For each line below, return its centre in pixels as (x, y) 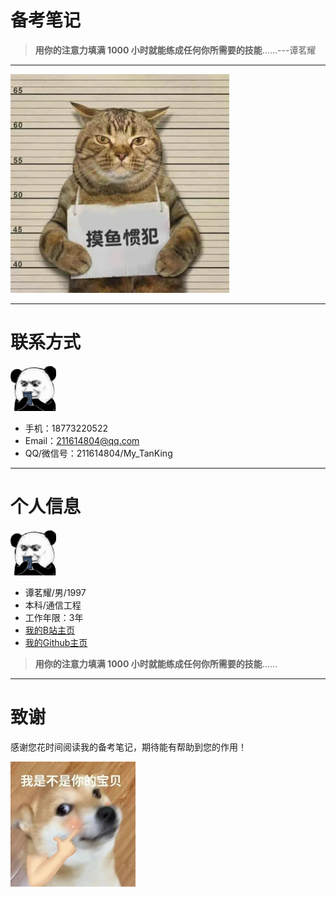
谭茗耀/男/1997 (55, 592)
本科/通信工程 (53, 605)
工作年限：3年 (54, 617)
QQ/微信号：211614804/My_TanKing (98, 453)
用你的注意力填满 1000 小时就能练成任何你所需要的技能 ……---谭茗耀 (175, 50)
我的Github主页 (56, 642)
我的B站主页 (49, 630)
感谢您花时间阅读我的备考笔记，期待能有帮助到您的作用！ (128, 747)
